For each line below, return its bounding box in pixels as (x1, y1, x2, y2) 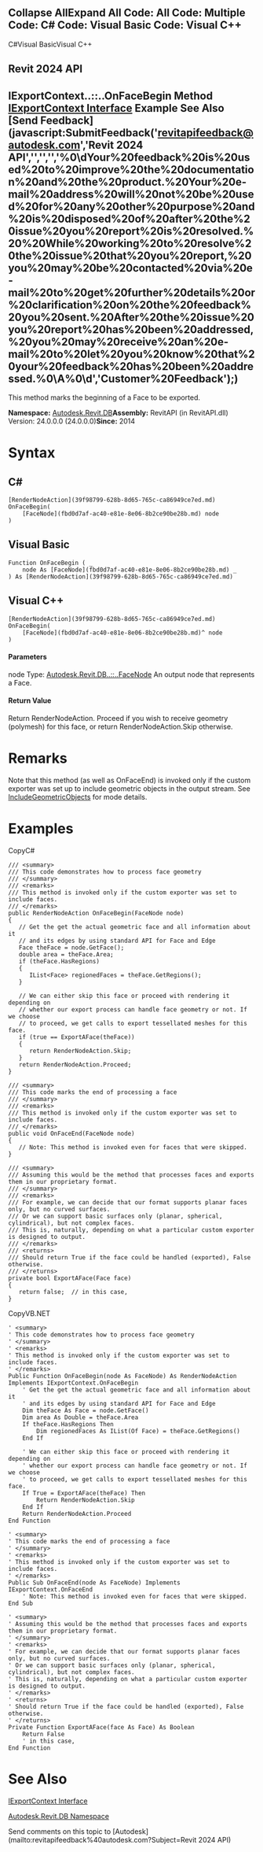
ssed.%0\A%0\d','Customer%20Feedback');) (8, 372, 239, 385)
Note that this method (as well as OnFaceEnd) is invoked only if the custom (8, 775, 251, 785)
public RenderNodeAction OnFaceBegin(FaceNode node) (8, 909, 184, 917)
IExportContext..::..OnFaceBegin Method (8, 89, 214, 102)
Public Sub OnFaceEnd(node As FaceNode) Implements (8, 1578, 181, 1587)
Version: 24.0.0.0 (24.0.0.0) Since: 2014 (8, 416, 136, 426)
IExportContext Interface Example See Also (8, 102, 225, 115)
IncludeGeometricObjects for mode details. (8, 792, 148, 801)
